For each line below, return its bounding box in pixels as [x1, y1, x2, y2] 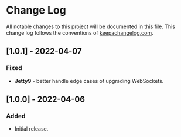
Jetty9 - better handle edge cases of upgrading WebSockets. [14, 77, 164, 84]
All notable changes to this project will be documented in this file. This [6, 23, 176, 30]
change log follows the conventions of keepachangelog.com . [6, 29, 153, 36]
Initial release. [14, 125, 49, 132]
